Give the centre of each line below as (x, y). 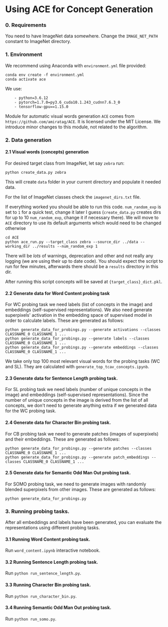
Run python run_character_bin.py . (41, 596)
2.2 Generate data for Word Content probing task (57, 293)
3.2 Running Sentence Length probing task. (52, 562)
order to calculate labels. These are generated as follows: (65, 321)
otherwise (16, 228)
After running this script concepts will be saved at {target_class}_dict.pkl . (84, 281)
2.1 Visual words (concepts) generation (47, 152)
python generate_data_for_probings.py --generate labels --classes (77, 339)
